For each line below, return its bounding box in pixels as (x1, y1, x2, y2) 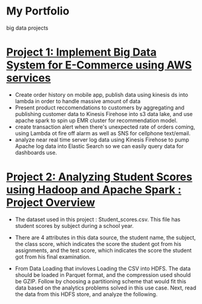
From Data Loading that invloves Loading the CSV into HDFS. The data (15, 265, 191, 272)
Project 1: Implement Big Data (6, 45, 157, 59)
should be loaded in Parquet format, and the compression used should (15, 271, 191, 279)
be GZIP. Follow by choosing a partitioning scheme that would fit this (15, 277, 186, 285)
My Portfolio (6, 4, 70, 18)
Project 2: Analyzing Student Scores (6, 170, 192, 184)
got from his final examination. (15, 253, 91, 260)
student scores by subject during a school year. (15, 222, 134, 229)
